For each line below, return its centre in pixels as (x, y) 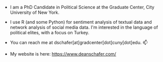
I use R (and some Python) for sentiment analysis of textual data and (81, 22)
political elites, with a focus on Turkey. (50, 32)
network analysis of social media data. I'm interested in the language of (84, 27)
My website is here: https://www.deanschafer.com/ (63, 54)
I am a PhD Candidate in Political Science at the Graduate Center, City (82, 7)
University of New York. (34, 12)
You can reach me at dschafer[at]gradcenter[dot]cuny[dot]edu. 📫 (79, 42)
